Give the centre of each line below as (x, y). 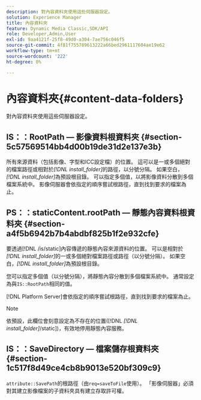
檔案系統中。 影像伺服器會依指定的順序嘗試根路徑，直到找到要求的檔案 (94, 184)
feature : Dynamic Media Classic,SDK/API (58, 28)
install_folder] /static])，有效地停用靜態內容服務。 (67, 328)
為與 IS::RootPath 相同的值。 (41, 284)
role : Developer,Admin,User (41, 34)
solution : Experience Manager (44, 17)
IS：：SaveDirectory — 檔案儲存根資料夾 (82, 349)
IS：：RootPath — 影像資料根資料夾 (73, 137)
